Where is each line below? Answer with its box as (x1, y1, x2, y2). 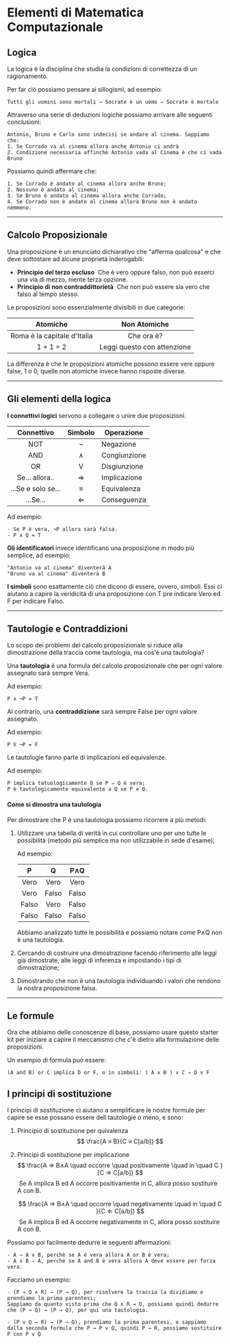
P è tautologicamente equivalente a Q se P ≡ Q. (7, 786, 149, 793)
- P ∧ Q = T (7, 532, 41, 538)
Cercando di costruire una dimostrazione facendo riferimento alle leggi (16, 949, 217, 957)
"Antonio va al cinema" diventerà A (7, 564, 112, 571)
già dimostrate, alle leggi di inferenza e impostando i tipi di (16, 956, 182, 964)
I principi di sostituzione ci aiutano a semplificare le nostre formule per (7, 1106, 206, 1115)
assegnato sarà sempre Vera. (7, 669, 90, 677)
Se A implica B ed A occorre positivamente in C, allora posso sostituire (18, 1180, 218, 1188)
